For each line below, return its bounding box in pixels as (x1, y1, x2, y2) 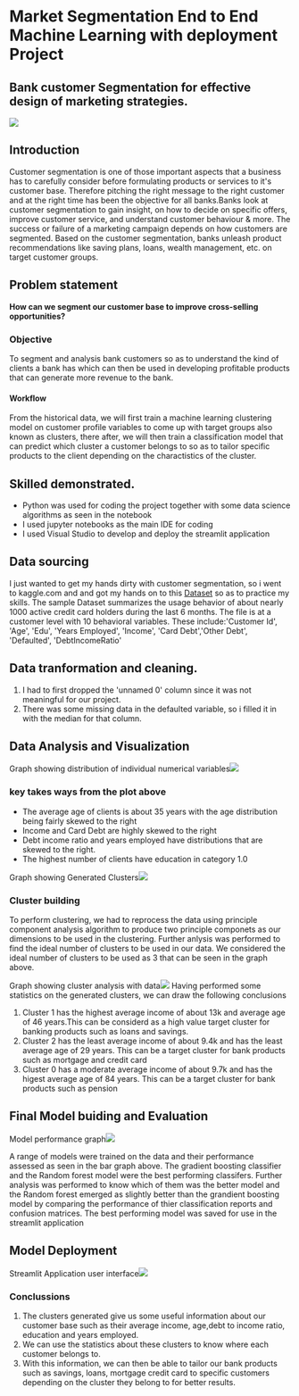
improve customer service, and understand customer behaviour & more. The (9, 213, 291, 224)
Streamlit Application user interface (9, 1267, 140, 1278)
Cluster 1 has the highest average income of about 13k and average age (21, 1007, 286, 1018)
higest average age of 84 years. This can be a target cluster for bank (21, 1073, 276, 1084)
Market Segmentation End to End (9, 6, 259, 27)
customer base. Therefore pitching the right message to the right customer (9, 185, 286, 195)
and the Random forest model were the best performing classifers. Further (9, 1169, 283, 1180)
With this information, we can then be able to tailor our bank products (21, 1358, 278, 1368)
